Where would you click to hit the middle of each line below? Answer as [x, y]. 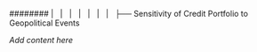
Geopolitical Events [44, 23]
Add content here [41, 40]
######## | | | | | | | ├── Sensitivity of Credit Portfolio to [129, 14]
